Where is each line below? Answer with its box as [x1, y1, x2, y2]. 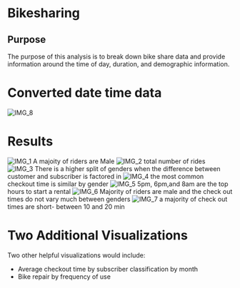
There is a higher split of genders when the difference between [34, 164, 221, 173]
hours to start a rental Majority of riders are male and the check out [7, 187, 233, 195]
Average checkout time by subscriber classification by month [17, 264, 199, 273]
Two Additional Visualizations [7, 227, 188, 244]
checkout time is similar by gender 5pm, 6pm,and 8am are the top [7, 180, 229, 188]
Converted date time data [7, 85, 162, 101]
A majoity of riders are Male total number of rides [33, 157, 206, 165]
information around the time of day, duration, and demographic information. [7, 60, 230, 68]
